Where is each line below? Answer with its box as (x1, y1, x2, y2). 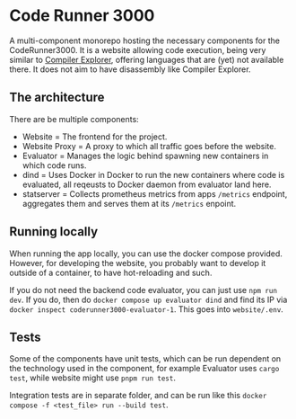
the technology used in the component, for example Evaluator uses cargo (9, 363, 280, 374)
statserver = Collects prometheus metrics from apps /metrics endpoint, (22, 188, 288, 199)
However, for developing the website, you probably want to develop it (9, 257, 266, 268)
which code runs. (22, 159, 87, 171)
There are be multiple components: (9, 113, 139, 124)
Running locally (9, 224, 99, 239)
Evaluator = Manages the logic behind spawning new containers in (22, 150, 269, 161)
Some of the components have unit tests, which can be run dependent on (9, 353, 282, 364)
